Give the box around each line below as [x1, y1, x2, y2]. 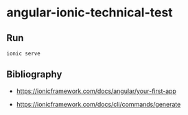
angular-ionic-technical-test [6, 5, 173, 21]
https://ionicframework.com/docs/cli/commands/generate [16, 100, 181, 108]
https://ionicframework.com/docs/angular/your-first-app [16, 87, 176, 95]
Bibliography [6, 68, 62, 80]
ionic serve [6, 50, 40, 57]
